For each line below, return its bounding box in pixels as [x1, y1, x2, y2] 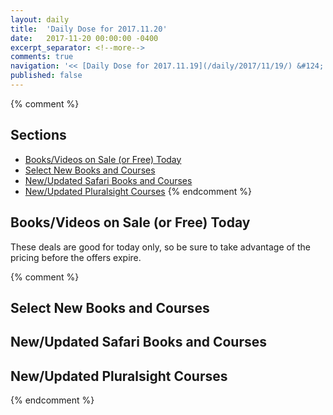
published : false [10, 71, 83, 81]
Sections [10, 127, 67, 144]
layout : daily [10, 14, 70, 25]
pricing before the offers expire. [10, 251, 142, 263]
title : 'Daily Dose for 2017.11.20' [10, 24, 168, 34]
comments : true [10, 52, 74, 62]
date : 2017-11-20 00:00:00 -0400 [10, 33, 159, 43]
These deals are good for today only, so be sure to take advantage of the [10, 241, 312, 253]
